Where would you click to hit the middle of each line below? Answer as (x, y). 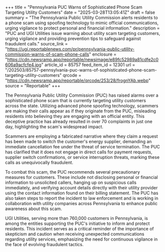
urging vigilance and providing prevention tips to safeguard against (73, 38)
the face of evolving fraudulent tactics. (44, 244)
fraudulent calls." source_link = (36, 44)
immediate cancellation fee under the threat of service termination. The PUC (82, 147)
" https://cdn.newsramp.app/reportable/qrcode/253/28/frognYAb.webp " (78, 80)
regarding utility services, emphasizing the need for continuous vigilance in (81, 239)
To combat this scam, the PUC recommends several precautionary (73, 172)
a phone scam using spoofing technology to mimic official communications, (82, 23)
